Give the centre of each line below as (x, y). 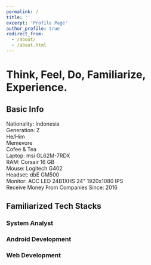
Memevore (19, 143)
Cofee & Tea (21, 149)
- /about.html (29, 45)
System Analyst (30, 223)
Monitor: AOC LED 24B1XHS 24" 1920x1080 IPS (65, 181)
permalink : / (22, 12)
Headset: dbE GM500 (33, 175)
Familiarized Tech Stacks (54, 206)
